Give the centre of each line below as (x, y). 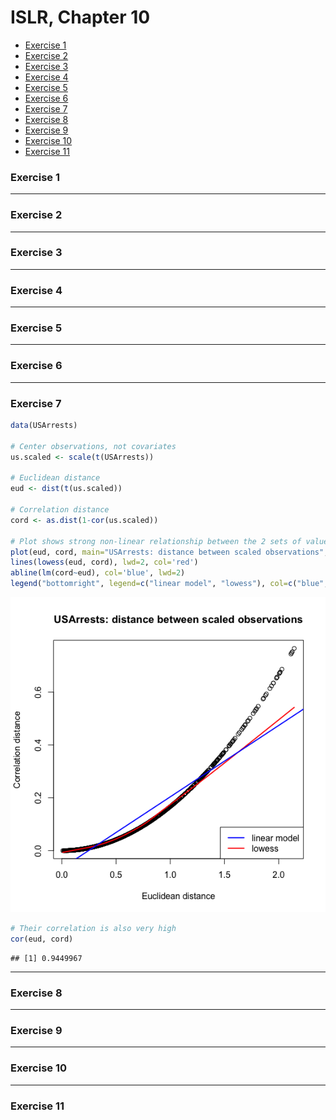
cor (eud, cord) (42, 939)
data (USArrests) (44, 426)
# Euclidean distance (55, 478)
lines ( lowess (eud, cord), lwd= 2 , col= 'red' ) (104, 562)
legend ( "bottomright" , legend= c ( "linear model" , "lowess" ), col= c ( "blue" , (169, 584)
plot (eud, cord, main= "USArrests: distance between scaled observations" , (169, 552)
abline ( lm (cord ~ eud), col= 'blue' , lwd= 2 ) (98, 573)
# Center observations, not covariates (93, 446)
